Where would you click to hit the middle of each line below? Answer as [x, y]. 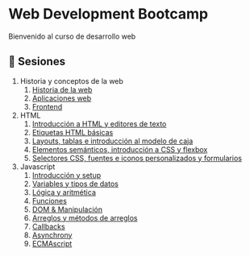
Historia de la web [62, 89]
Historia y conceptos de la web [71, 81]
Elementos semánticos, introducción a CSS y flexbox [120, 149]
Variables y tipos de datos [75, 184]
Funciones [49, 200]
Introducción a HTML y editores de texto [99, 124]
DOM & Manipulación [67, 209]
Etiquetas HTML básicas [73, 132]
